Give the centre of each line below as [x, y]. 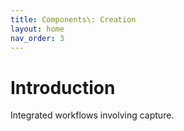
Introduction [63, 87]
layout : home [37, 29]
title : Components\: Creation [73, 19]
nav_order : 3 [37, 38]
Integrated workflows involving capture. [92, 115]
